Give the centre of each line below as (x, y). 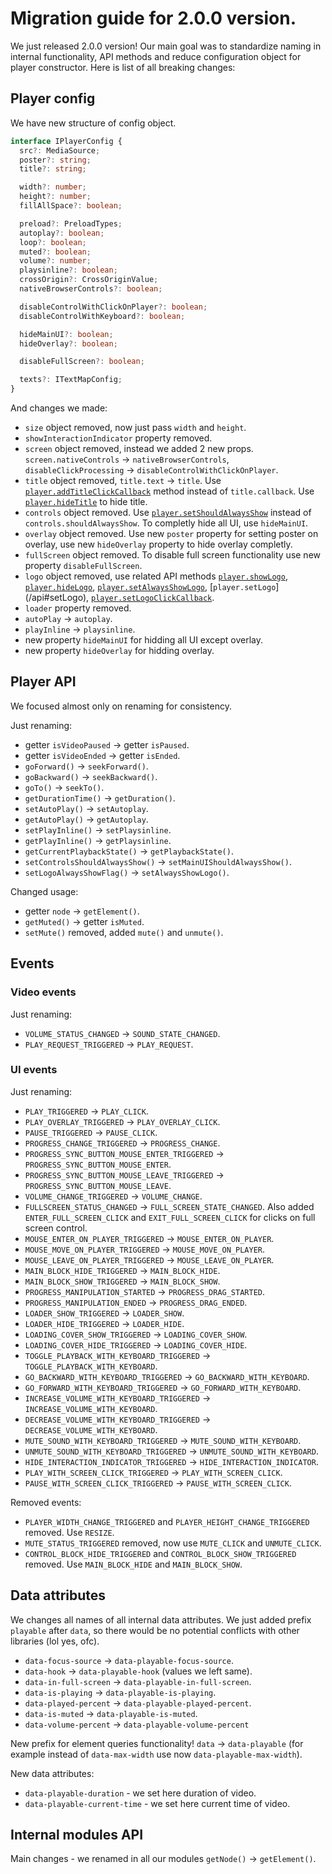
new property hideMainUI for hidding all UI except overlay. (143, 640)
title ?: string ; (53, 169)
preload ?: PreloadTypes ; (71, 223)
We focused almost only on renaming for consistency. (121, 706)
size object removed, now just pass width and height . (135, 427)
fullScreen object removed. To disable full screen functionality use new (173, 555)
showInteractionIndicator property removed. (118, 438)
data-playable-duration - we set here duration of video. (140, 1793)
